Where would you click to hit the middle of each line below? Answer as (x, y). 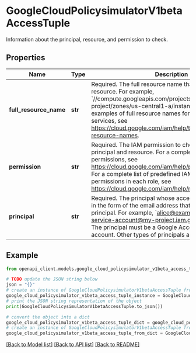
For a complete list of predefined (136, 174)
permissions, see (115, 159)
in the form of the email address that (141, 205)
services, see (109, 120)
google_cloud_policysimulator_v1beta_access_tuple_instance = (83, 296)
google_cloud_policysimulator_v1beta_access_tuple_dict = (78, 323)
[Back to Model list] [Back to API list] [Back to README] (73, 345)
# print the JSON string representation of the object (74, 301)
